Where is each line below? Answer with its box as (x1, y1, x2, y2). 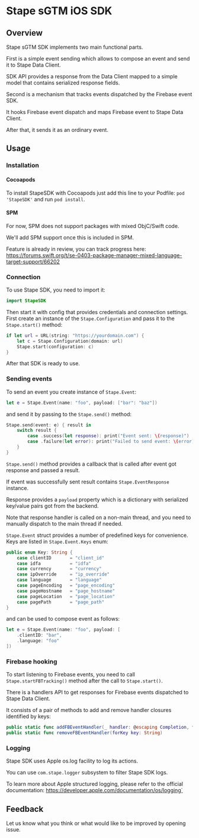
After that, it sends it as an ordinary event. (6, 127, 108, 133)
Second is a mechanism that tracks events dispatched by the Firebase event (6, 91, 192, 97)
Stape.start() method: (6, 321, 63, 328)
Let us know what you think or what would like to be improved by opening (6, 820, 186, 827)
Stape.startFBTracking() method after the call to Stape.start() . (6, 677, 163, 684)
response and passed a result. (6, 466, 80, 473)
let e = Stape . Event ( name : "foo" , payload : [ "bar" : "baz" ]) (6, 400, 158, 406)
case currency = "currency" (17, 566, 102, 572)
